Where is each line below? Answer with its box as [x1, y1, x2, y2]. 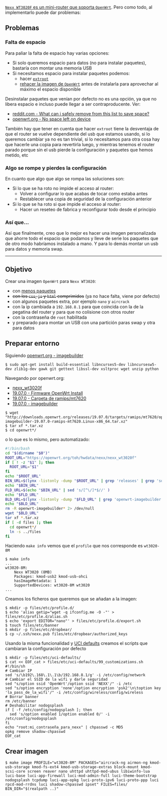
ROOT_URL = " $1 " [9, 464, 39, 469]
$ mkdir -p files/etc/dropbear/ [5, 627, 72, 632]
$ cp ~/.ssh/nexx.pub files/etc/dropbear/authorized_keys [5, 631, 128, 637]
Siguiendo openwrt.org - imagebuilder [5, 353, 83, 358]
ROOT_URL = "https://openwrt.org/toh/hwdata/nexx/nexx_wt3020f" [5, 455, 137, 460]
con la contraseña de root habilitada [12, 314, 87, 320]
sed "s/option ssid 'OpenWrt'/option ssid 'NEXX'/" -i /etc [5, 681, 133, 687]
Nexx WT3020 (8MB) [14, 570, 52, 575]
